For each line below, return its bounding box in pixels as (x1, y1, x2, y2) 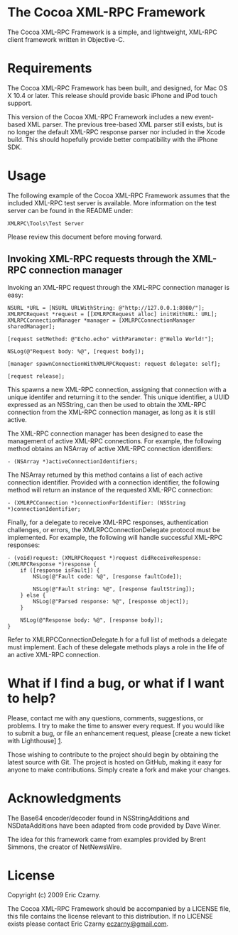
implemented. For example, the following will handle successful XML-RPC (7, 533, 223, 541)
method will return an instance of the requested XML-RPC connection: (7, 485, 213, 494)
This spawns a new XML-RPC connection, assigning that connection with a (7, 385, 227, 394)
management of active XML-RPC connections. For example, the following (7, 436, 222, 445)
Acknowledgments (7, 790, 122, 806)
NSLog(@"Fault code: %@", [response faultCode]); (33, 573, 183, 580)
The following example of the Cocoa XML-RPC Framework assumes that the (7, 191, 230, 200)
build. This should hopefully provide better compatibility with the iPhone (7, 135, 218, 144)
